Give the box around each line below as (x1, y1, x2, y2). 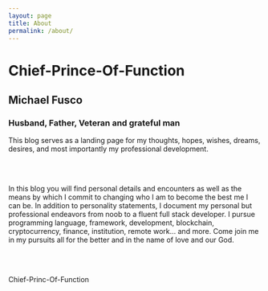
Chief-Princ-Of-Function (8, 275, 90, 285)
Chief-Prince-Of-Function (8, 61, 185, 80)
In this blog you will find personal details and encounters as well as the (8, 184, 242, 194)
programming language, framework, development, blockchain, (8, 218, 215, 227)
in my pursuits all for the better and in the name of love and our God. (8, 235, 234, 245)
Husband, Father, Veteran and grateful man (8, 117, 181, 129)
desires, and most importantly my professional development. (8, 144, 209, 154)
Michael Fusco (8, 93, 83, 107)
